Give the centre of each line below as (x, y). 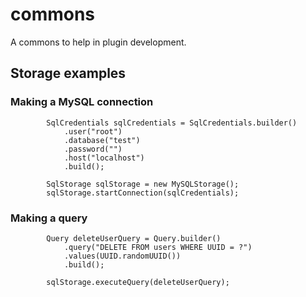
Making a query (49, 218)
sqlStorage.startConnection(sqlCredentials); (143, 193)
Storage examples (68, 73)
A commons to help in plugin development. (98, 42)
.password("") (93, 149)
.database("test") (102, 140)
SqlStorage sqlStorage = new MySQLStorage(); (143, 184)
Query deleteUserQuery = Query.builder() (134, 238)
